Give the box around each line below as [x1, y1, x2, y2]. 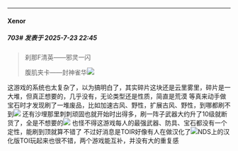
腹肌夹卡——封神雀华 [24, 68, 87, 77]
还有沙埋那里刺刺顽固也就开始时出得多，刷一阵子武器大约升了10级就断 [22, 109, 228, 118]
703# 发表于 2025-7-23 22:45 [7, 33, 98, 43]
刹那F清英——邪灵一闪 [24, 52, 91, 61]
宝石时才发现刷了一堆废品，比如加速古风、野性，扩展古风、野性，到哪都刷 [7, 101, 225, 109]
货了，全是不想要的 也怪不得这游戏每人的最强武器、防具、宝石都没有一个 [7, 118, 227, 127]
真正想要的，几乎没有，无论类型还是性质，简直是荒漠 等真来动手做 [31, 91, 227, 100]
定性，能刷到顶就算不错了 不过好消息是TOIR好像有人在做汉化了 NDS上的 [7, 127, 224, 135]
